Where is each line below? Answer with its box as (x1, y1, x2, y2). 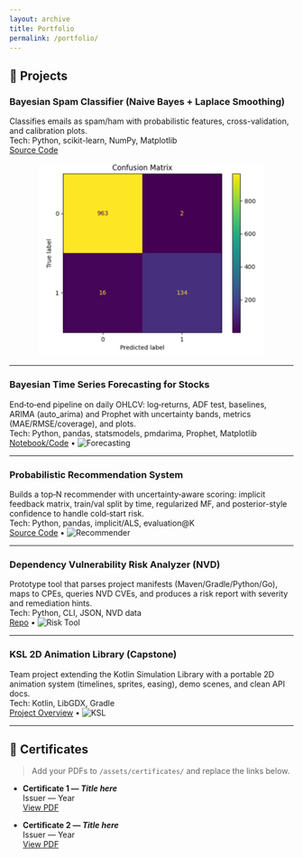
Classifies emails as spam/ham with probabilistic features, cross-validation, (9, 116, 289, 126)
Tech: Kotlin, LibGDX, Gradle (9, 697, 115, 708)
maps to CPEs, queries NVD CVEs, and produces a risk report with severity (9, 588, 289, 600)
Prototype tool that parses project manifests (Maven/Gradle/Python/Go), (9, 579, 278, 590)
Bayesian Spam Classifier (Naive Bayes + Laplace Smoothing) (9, 95, 286, 107)
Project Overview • (9, 707, 80, 718)
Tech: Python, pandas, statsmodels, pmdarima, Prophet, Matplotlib (9, 427, 257, 438)
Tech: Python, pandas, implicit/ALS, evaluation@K (9, 518, 196, 528)
